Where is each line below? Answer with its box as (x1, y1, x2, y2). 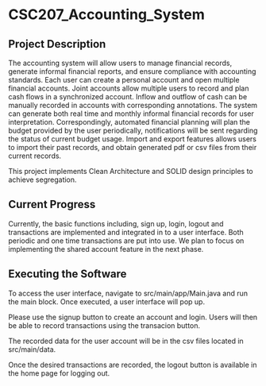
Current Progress (8, 198, 96, 211)
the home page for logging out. (8, 368, 110, 378)
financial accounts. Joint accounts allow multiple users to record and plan (8, 83, 249, 93)
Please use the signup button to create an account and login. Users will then (8, 312, 258, 322)
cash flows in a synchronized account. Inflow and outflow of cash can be (8, 92, 248, 101)
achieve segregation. (8, 175, 77, 184)
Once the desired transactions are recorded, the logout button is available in (8, 360, 257, 369)
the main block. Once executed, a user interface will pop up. (8, 296, 205, 307)
